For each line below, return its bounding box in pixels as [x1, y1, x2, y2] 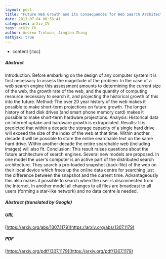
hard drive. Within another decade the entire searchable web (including [5, 141, 151, 147]
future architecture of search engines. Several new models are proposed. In [5, 151, 160, 157]
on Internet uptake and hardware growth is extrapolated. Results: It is [5, 119, 146, 125]
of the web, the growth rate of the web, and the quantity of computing [5, 88, 148, 94]
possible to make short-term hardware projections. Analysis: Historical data [5, 114, 159, 120]
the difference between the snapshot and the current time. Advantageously [5, 172, 159, 178]
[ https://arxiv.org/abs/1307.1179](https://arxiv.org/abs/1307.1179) [5, 224, 135, 230]
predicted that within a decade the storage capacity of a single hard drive [5, 125, 155, 131]
